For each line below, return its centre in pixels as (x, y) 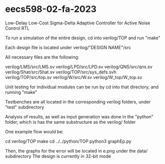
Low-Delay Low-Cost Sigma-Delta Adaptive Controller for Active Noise (78, 23)
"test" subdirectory (25, 107)
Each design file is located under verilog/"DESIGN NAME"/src (68, 47)
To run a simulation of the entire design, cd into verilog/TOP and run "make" (83, 38)
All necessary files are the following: (42, 57)
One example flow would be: (34, 131)
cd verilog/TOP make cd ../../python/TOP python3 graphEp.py (68, 141)
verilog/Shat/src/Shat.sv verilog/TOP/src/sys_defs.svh (61, 72)
